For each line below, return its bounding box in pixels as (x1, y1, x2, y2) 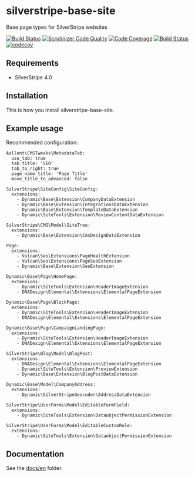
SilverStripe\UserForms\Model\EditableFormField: (6, 402, 130, 408)
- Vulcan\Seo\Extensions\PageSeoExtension (16, 258, 122, 264)
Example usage (6, 123, 63, 133)
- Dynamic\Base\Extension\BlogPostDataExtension (16, 371, 138, 377)
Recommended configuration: (6, 139, 78, 146)
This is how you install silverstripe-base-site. (6, 106, 115, 113)
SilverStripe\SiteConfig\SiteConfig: (6, 186, 99, 192)
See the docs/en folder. (6, 465, 63, 472)
